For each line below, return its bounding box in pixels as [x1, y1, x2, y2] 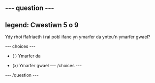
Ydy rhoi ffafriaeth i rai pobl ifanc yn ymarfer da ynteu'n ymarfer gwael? [5, 34, 151, 40]
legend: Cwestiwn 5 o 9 [5, 21, 79, 29]
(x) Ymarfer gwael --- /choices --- [12, 63, 82, 69]
